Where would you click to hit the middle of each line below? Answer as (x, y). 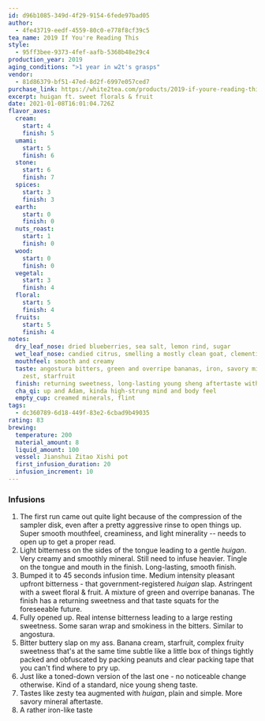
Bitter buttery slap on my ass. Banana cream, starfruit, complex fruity (132, 643)
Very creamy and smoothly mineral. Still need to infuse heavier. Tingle (133, 559)
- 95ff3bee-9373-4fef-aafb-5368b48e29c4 (82, 52)
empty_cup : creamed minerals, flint (75, 398)
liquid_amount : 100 (47, 450)
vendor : (21, 74)
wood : (24, 251)
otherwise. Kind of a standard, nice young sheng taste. (109, 685)
